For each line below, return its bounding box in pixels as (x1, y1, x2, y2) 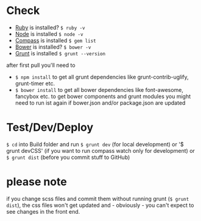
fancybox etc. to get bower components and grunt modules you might (15, 93, 191, 100)
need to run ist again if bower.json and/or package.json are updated (15, 99, 186, 107)
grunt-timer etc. (15, 80, 55, 87)
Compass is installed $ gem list (15, 37, 96, 44)
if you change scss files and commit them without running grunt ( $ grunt (6, 195, 189, 202)
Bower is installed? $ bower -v (15, 43, 91, 51)
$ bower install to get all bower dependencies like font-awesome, (15, 86, 184, 93)
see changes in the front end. (6, 208, 80, 215)
